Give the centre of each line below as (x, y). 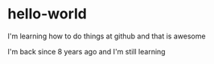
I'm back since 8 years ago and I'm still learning (86, 51)
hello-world (47, 14)
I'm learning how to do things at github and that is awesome (107, 36)
